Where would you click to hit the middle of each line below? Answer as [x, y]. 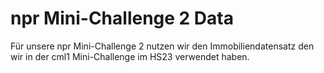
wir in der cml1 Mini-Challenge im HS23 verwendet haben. [130, 56]
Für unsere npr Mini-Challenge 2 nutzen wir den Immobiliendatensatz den [162, 46]
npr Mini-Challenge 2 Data [122, 18]
